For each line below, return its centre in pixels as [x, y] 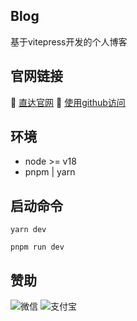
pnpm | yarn [50, 172]
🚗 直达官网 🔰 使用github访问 [68, 102]
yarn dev [28, 230]
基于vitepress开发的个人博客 [69, 41]
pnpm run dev [37, 247]
